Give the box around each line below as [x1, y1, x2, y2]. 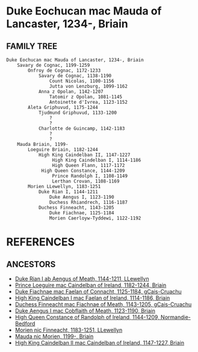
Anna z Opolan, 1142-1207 [38, 89, 104, 95]
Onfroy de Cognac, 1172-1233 [28, 68, 101, 74]
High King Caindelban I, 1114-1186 [52, 157, 141, 163]
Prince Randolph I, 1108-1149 [52, 173, 128, 179]
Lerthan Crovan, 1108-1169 [52, 178, 120, 184]
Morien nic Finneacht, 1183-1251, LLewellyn [14, 327, 123, 333]
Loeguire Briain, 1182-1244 [28, 146, 98, 152]
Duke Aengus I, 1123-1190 [49, 194, 114, 200]
